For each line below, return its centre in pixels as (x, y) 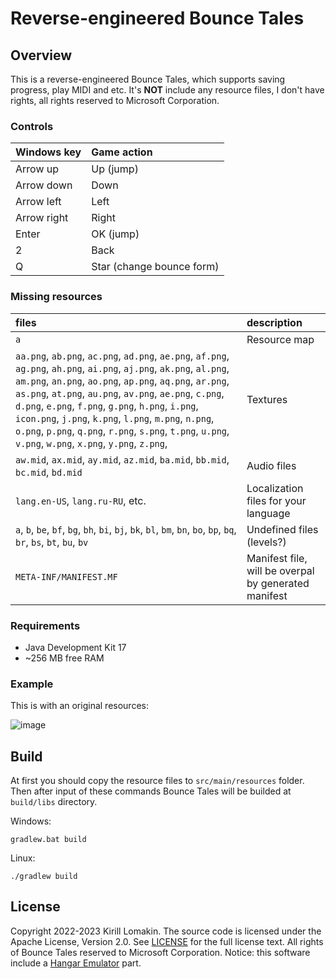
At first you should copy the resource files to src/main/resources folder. (157, 780)
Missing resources (56, 297)
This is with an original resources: (79, 706)
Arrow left (38, 202)
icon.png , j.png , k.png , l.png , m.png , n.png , (115, 418)
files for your (276, 500)
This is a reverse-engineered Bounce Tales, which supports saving (148, 79)
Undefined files (282, 529)
